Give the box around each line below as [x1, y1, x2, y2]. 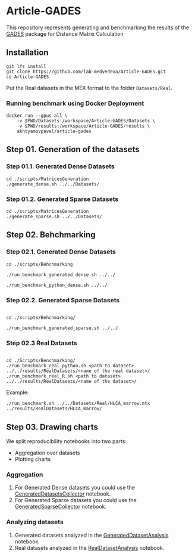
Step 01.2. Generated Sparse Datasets [6, 195, 119, 203]
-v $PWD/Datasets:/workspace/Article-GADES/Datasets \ [17, 118, 156, 124]
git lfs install [6, 63, 46, 69]
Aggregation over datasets [14, 449, 80, 457]
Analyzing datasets [6, 518, 64, 526]
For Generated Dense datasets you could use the [14, 484, 136, 491]
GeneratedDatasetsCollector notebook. [14, 490, 111, 497]
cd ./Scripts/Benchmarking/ [6, 358, 76, 364]
